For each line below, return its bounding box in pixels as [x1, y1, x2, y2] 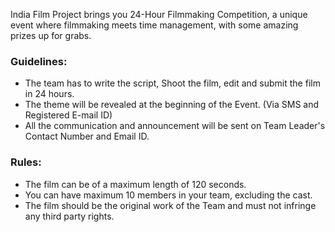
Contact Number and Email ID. [24, 130, 150, 143]
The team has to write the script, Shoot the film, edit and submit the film [24, 77, 321, 89]
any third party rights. [24, 210, 115, 222]
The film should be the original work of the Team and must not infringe [24, 199, 317, 211]
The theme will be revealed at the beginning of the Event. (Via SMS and [24, 99, 320, 111]
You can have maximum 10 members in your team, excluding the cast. [24, 189, 313, 201]
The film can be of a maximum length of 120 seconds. [24, 178, 247, 190]
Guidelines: [10, 54, 68, 68]
